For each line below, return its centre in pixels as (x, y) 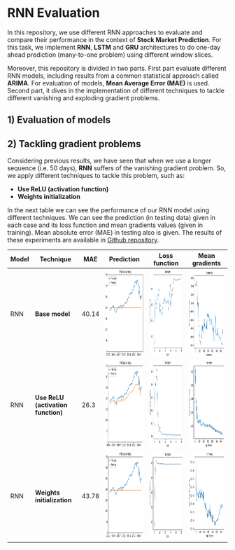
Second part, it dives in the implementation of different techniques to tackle (116, 90)
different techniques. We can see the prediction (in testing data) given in (111, 218)
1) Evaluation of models (59, 120)
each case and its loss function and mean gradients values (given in (105, 225)
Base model (52, 314)
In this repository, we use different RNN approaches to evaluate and (105, 32)
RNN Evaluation (54, 13)
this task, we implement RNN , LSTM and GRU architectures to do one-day (114, 47)
